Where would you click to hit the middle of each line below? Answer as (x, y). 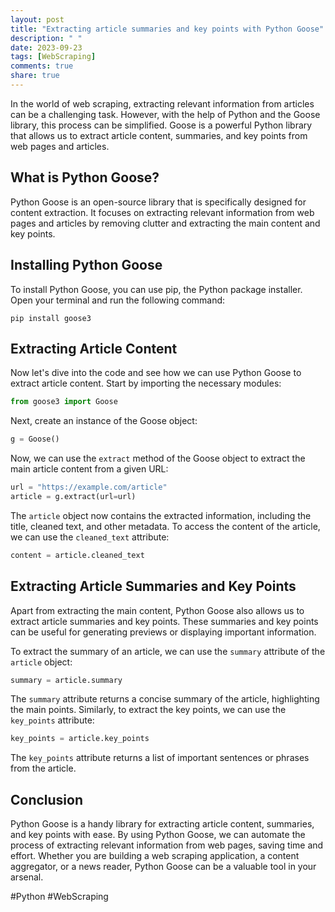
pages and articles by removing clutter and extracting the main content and (165, 223)
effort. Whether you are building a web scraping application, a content (155, 856)
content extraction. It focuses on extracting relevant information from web (162, 212)
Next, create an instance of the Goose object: (104, 421)
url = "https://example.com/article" (89, 487)
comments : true (42, 66)
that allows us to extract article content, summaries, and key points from (159, 135)
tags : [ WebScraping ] (53, 57)
